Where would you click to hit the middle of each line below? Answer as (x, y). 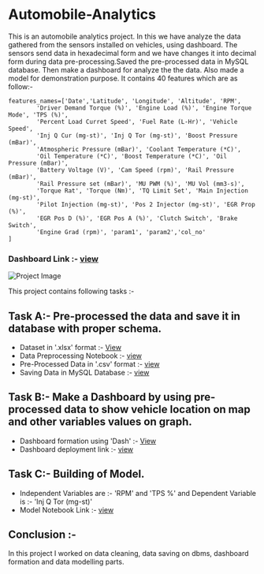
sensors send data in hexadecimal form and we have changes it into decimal (132, 53)
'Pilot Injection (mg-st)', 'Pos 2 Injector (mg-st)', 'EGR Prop (146, 204)
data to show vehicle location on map (157, 410)
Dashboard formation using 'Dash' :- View (87, 441)
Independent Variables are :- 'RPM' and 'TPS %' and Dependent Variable (138, 493)
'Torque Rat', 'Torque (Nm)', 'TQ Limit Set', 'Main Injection (142, 191)
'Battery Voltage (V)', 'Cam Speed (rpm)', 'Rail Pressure (136, 170)
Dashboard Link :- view (54, 259)
